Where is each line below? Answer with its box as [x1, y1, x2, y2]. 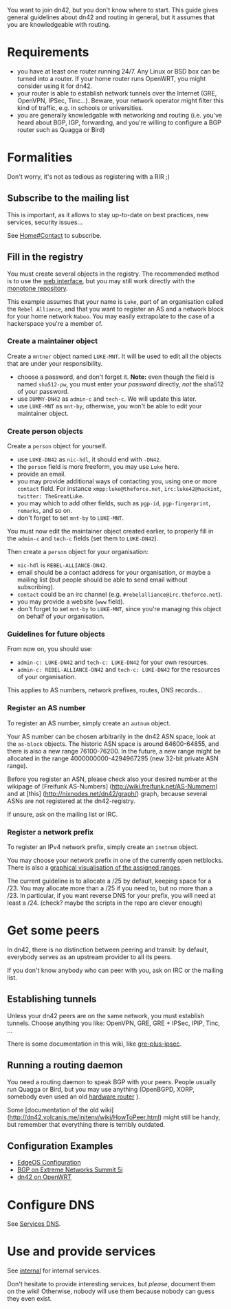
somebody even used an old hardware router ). [7, 1092, 141, 1101]
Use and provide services [7, 1244, 156, 1259]
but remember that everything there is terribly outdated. [7, 1120, 166, 1128]
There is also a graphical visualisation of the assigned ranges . [7, 863, 182, 872]
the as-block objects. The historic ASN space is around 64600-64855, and [7, 739, 219, 748]
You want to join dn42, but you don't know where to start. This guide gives [7, 6, 219, 14]
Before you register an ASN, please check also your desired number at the [7, 775, 218, 783]
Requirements [7, 45, 89, 60]
